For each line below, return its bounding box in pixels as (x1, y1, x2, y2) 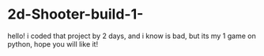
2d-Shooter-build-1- (7, 5, 144, 23)
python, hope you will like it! (7, 39, 99, 48)
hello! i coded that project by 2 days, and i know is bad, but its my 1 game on (7, 31, 256, 40)
